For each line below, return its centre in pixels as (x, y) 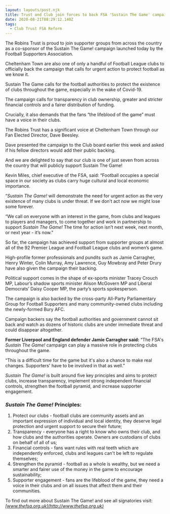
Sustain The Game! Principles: (44, 405)
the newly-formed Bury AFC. (35, 310)
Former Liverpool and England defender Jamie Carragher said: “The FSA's (84, 340)
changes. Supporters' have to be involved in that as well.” (65, 366)
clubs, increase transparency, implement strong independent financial (78, 381)
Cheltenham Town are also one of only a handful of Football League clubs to (85, 64)
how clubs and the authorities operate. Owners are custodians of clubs (87, 437)
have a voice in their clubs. (33, 120)
